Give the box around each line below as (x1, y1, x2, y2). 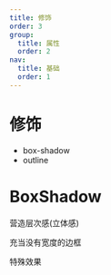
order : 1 (17, 73, 51, 82)
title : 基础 (17, 64, 61, 74)
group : (9, 30, 35, 39)
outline (22, 154, 49, 165)
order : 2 (17, 47, 51, 56)
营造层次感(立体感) (9, 217, 80, 228)
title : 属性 (17, 38, 61, 48)
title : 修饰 (9, 13, 52, 23)
